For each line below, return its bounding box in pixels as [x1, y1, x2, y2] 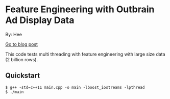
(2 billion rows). [5, 56, 38, 62]
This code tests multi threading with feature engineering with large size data [5, 51, 165, 57]
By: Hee [5, 31, 22, 37]
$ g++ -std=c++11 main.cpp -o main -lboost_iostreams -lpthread [5, 85, 145, 90]
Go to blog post [5, 41, 38, 47]
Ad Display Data [5, 14, 75, 26]
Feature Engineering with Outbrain [5, 4, 155, 15]
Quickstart [5, 71, 40, 80]
